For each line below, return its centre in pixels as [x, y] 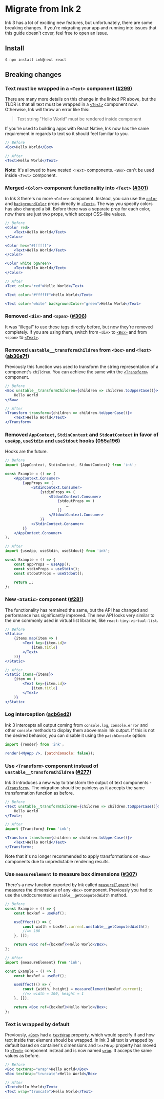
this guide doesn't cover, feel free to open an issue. [57, 33]
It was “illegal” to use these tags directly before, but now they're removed [79, 327]
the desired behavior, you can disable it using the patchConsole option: [76, 735]
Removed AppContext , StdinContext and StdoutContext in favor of [82, 435]
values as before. [22, 1055]
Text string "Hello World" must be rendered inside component [79, 119]
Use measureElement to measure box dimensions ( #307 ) [71, 874]
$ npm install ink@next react [36, 60]
